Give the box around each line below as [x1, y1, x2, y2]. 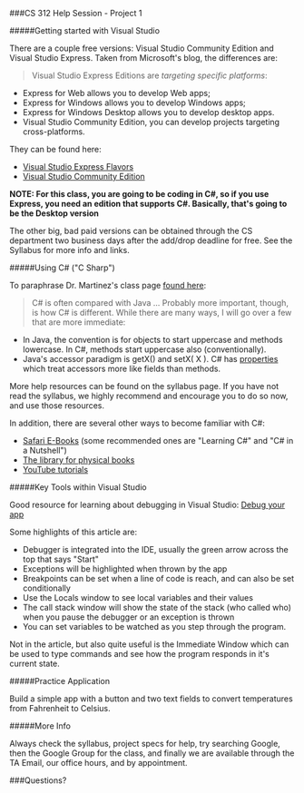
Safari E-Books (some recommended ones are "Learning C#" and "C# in [22, 436, 294, 445]
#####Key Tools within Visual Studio [9, 482, 147, 493]
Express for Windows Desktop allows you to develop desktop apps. [22, 107, 275, 117]
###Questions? [9, 775, 67, 786]
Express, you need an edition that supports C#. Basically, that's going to [9, 199, 288, 209]
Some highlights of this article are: [9, 526, 138, 537]
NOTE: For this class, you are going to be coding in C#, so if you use [9, 189, 270, 199]
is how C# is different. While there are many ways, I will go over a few [31, 308, 292, 318]
